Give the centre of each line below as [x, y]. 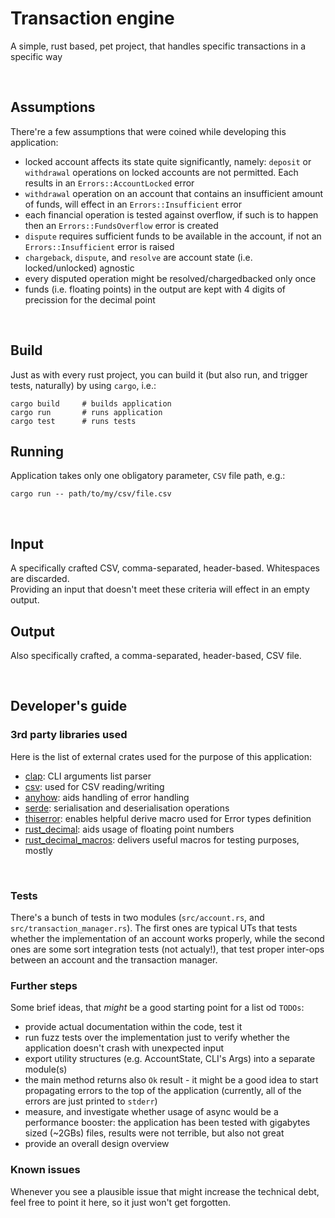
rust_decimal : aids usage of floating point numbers [129, 829]
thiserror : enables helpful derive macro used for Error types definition [168, 818]
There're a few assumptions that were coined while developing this [148, 131]
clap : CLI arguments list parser [88, 776]
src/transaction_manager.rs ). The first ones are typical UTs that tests [154, 928]
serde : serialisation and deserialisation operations [127, 808]
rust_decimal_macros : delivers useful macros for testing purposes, [162, 839]
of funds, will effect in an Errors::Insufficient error [133, 204]
